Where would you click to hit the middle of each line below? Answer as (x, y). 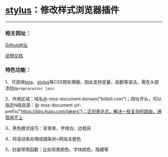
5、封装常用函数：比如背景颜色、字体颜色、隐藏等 (57, 149)
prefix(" (13, 111)
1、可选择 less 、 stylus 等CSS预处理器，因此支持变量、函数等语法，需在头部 (82, 82)
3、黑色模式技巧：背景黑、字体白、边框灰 (48, 128)
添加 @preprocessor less (30, 88)
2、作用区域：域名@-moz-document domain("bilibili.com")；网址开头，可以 (83, 98)
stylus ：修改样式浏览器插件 (62, 10)
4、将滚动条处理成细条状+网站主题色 (43, 138)
